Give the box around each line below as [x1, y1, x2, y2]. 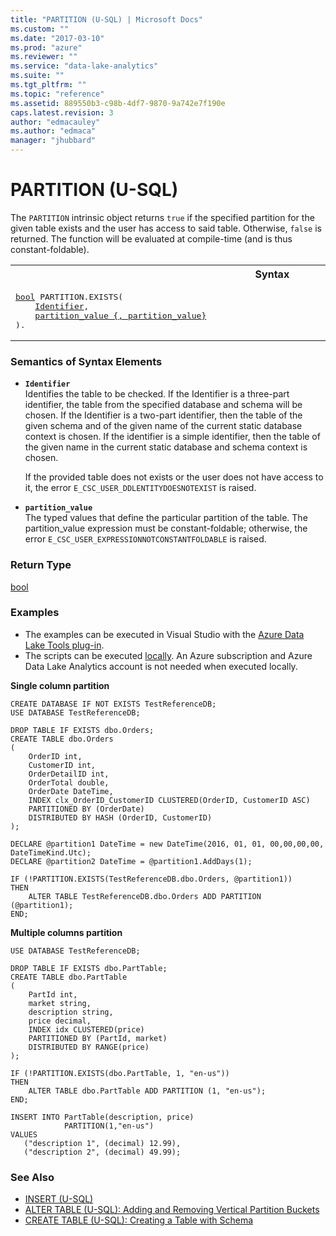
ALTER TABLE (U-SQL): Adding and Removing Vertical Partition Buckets [24, 1204, 320, 1216]
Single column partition [10, 679, 110, 691]
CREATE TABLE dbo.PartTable [10, 972, 128, 982]
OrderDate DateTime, [28, 786, 114, 796]
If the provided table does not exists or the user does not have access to [24, 471, 324, 483]
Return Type [10, 558, 72, 572]
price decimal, [28, 1016, 92, 1026]
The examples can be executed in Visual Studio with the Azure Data [24, 628, 305, 640]
